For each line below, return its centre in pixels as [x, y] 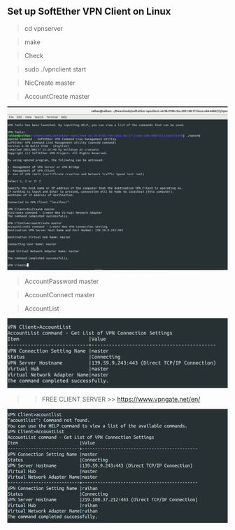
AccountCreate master [57, 96]
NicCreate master [50, 83]
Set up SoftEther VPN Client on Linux [89, 12]
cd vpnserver [44, 28]
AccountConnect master [60, 295]
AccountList [42, 308]
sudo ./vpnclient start [55, 69]
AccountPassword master [62, 281]
